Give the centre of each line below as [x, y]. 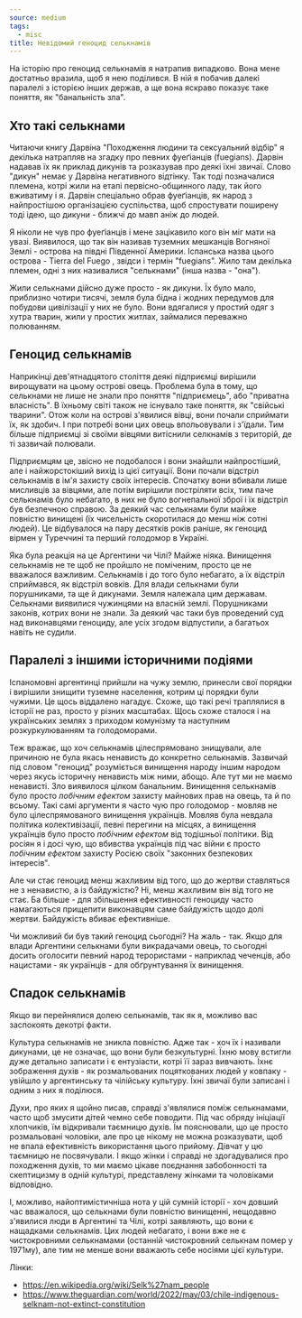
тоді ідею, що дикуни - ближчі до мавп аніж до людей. [114, 215]
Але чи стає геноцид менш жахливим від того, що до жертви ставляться [150, 880]
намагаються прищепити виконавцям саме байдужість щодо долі [137, 909]
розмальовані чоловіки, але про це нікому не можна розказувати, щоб [146, 1136]
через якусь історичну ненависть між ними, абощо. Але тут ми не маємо [151, 776]
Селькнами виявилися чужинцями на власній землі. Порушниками [139, 603]
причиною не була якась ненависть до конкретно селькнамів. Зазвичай [149, 757]
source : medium [38, 18]
